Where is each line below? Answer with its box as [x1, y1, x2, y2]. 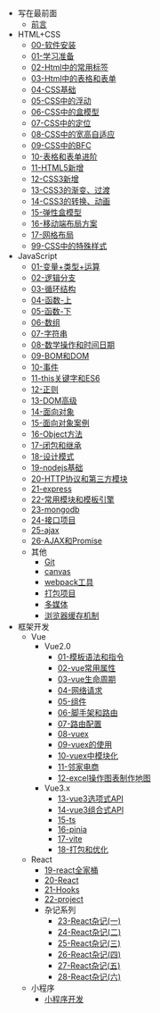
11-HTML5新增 [30, 163, 84, 172]
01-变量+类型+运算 [30, 262, 100, 272]
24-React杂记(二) [57, 927, 122, 937]
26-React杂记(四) [57, 950, 122, 959]
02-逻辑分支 [30, 272, 76, 283]
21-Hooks [44, 884, 80, 895]
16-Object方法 [30, 429, 83, 440]
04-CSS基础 [30, 84, 77, 95]
